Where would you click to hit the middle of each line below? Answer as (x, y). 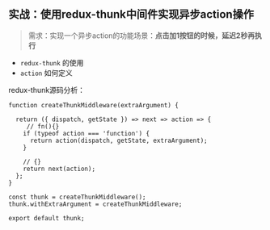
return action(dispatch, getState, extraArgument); (118, 140)
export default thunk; (46, 218)
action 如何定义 (46, 73)
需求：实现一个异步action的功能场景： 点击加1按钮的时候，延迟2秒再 (141, 36)
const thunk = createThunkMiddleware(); (78, 197)
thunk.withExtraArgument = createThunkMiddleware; (95, 204)
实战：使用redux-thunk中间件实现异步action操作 (131, 15)
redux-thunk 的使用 (52, 62)
